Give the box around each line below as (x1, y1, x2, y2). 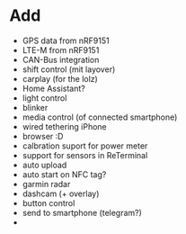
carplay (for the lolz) (22, 73, 99, 84)
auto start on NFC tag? (22, 168, 107, 180)
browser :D (22, 130, 64, 141)
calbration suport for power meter (22, 140, 148, 151)
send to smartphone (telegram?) (22, 207, 142, 218)
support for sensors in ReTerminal (22, 149, 148, 160)
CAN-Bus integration (22, 54, 100, 65)
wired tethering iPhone (22, 121, 108, 131)
